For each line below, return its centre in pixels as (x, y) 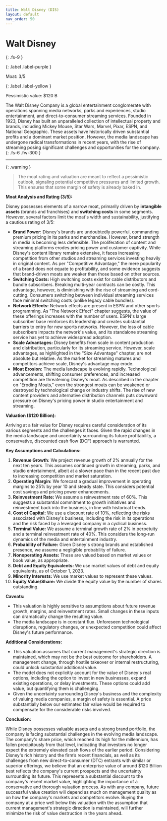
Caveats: (15, 597)
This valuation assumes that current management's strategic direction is (86, 652)
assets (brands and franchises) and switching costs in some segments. (79, 212)
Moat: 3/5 (16, 76)
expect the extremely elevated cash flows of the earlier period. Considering (83, 750)
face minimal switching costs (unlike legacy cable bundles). (74, 300)
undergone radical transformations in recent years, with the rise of (73, 142)
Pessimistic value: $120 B (31, 96)
